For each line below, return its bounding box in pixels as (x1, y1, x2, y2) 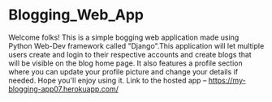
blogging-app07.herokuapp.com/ (8, 83, 119, 94)
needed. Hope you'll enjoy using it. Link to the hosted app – (8, 75, 207, 85)
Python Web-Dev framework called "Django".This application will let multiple (8, 40, 265, 50)
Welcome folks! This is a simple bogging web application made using (8, 32, 240, 42)
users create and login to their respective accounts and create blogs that (8, 49, 252, 59)
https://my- (208, 75, 246, 85)
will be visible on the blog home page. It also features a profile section (8, 58, 243, 68)
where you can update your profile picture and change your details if (8, 66, 238, 76)
